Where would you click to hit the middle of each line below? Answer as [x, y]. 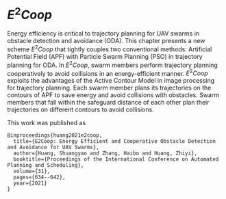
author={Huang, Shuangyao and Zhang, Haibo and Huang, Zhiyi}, [105, 154]
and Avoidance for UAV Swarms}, [53, 148]
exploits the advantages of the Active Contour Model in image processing [111, 81]
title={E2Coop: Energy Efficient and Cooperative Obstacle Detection [114, 142]
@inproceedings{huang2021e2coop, [55, 135]
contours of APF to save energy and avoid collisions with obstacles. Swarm [113, 95]
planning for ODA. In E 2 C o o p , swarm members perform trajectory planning [112, 64]
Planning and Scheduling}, [46, 165]
